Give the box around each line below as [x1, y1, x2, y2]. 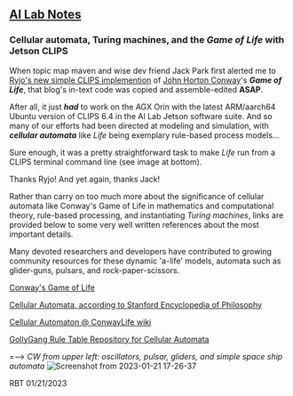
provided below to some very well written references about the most [9, 219, 259, 230]
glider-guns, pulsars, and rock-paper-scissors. [9, 264, 180, 275]
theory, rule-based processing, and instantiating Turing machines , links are [9, 209, 284, 221]
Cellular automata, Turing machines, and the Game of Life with [9, 34, 285, 46]
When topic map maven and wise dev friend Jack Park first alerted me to [9, 65, 277, 76]
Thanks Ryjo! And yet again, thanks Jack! [9, 174, 161, 184]
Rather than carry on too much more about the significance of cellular [9, 190, 265, 201]
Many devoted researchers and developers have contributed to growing [9, 246, 273, 256]
